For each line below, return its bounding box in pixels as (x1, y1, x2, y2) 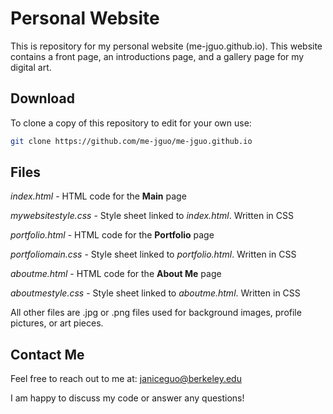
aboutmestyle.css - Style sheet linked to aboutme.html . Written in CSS (10, 287, 301, 299)
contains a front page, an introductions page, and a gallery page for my (10, 50, 305, 62)
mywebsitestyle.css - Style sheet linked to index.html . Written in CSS (10, 210, 294, 222)
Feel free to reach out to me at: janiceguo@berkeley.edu (10, 373, 242, 385)
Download (10, 90, 75, 107)
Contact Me (10, 346, 85, 363)
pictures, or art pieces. (10, 317, 104, 329)
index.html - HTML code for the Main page (10, 190, 187, 202)
